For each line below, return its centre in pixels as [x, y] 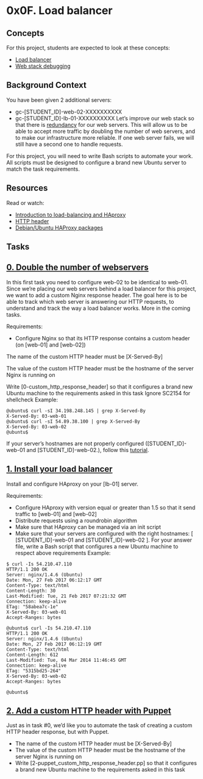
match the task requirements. [43, 169]
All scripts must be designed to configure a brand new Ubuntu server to [97, 162]
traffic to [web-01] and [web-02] [56, 514]
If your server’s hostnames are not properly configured [75, 443]
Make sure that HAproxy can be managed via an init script [88, 527]
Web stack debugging [43, 66]
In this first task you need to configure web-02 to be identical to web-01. [97, 282]
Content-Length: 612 [33, 655]
